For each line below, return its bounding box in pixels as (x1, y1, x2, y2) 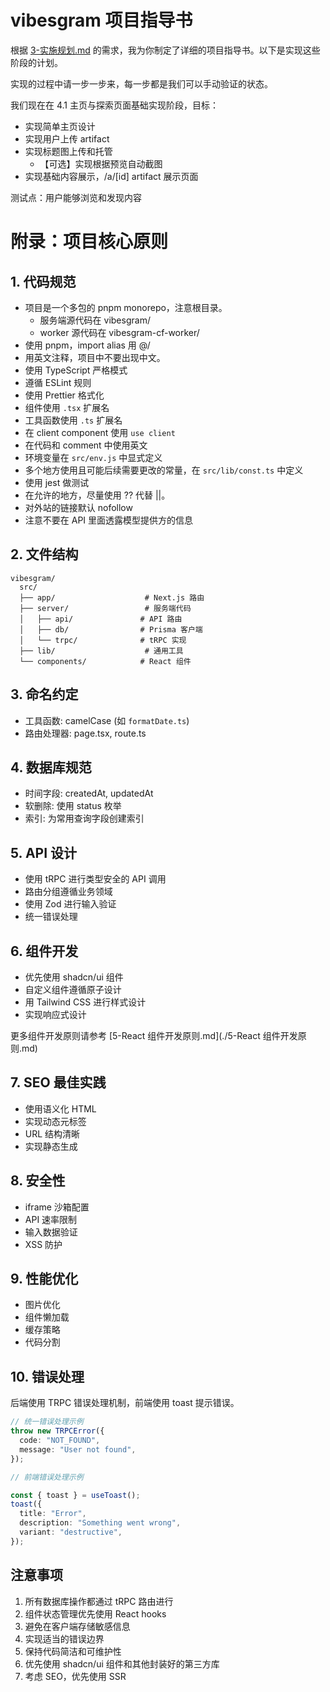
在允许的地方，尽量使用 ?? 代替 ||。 (24, 489, 171, 501)
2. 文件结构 (10, 546, 79, 563)
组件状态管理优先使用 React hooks (24, 1607, 167, 1620)
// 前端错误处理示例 (10, 1472, 84, 1482)
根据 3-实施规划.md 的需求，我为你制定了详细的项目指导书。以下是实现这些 (10, 44, 321, 56)
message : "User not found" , (19, 1444, 137, 1455)
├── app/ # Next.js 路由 (19, 592, 205, 603)
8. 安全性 (10, 1172, 66, 1190)
